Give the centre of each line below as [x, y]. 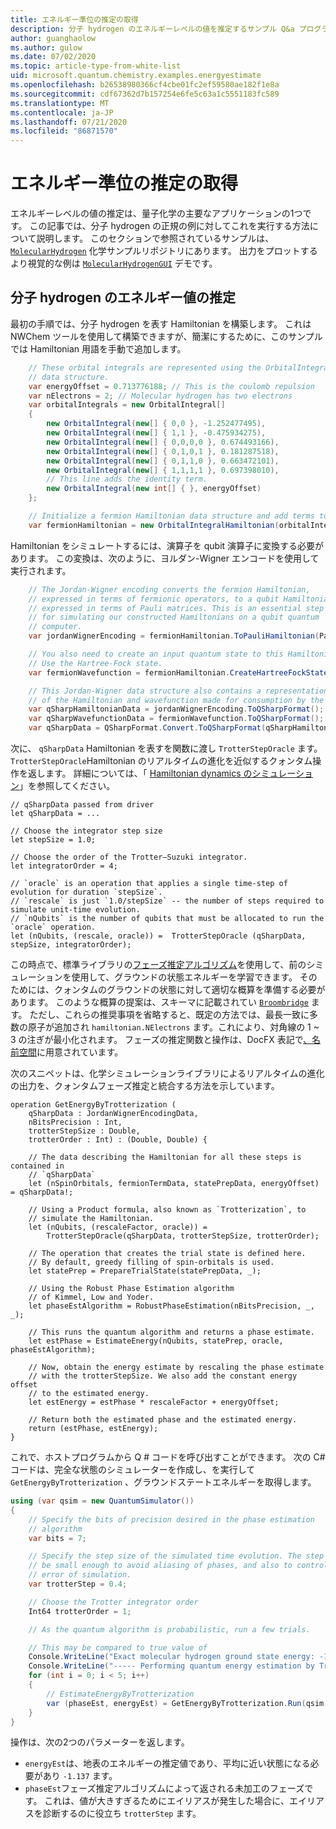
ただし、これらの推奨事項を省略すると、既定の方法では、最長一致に [169, 1014]
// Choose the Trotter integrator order [113, 1602]
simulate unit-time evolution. [75, 910]
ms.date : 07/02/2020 [53, 57]
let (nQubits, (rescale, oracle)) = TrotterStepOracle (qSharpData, [158, 936]
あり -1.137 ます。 [80, 1776]
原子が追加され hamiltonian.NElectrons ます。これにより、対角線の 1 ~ [173, 1027]
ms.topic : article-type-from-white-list [96, 66]
